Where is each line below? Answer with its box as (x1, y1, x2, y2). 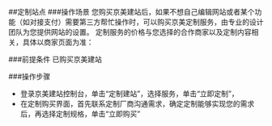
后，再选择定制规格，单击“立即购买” (19, 109, 141, 119)
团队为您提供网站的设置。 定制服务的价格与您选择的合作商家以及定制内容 (8, 27, 252, 36)
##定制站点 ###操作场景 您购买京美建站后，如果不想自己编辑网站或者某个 (8, 7, 255, 16)
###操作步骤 (8, 72, 51, 81)
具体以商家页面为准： (22, 37, 94, 47)
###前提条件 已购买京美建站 (8, 55, 103, 64)
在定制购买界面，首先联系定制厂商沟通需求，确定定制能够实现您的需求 (19, 99, 255, 108)
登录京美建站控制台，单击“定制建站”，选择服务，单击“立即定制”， (19, 89, 239, 99)
